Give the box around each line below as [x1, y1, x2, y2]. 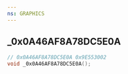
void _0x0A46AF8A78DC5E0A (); [7, 60, 91, 68]
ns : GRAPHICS [7, 10, 45, 17]
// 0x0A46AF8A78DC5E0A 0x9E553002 [7, 54, 107, 61]
